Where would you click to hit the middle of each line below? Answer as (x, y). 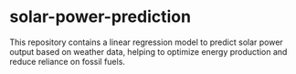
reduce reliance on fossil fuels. (68, 61)
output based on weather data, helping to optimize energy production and (148, 51)
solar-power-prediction (100, 17)
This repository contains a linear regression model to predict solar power (146, 42)
